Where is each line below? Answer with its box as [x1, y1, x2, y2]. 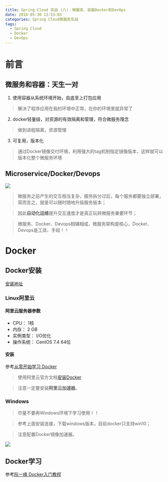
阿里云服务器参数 [5, 308, 41, 314]
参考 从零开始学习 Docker [5, 364, 57, 370]
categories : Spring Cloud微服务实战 [5, 17, 79, 22]
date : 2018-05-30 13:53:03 [5, 12, 62, 17]
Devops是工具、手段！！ [17, 227, 69, 233]
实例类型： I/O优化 [12, 332, 51, 338]
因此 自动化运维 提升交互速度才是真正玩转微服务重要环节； [17, 210, 137, 216]
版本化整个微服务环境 [17, 154, 62, 160]
